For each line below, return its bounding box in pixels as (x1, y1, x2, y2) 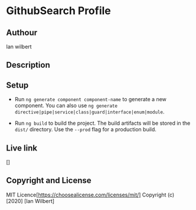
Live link (6, 143, 37, 153)
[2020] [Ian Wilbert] (6, 197, 55, 204)
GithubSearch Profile (6, 4, 111, 18)
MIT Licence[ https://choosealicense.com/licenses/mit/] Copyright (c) (6, 191, 175, 198)
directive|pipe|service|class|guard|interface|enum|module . (14, 108, 165, 115)
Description (6, 60, 50, 70)
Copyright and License (6, 175, 92, 186)
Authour (6, 28, 38, 38)
